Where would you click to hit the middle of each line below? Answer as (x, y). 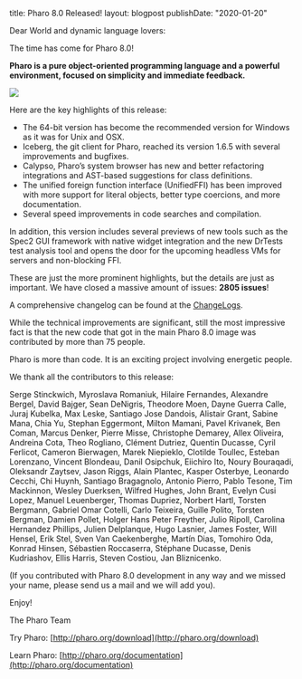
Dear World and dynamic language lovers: (88, 30)
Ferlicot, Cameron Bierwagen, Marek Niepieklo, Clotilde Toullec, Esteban (145, 452)
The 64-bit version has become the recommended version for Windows (156, 127)
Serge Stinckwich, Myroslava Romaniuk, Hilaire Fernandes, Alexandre (139, 394)
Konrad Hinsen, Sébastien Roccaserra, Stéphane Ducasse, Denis (130, 548)
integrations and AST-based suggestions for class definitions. (137, 175)
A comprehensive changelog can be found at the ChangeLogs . (126, 305)
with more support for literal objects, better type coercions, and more (151, 195)
